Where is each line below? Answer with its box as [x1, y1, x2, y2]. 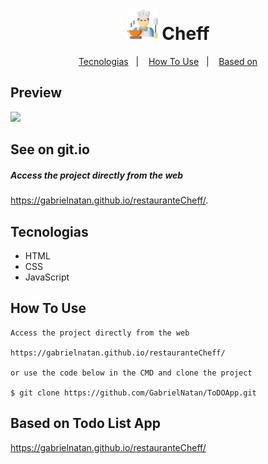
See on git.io [10, 141, 90, 158]
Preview [10, 84, 63, 102]
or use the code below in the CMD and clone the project [10, 368, 253, 378]
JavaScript [24, 271, 70, 283]
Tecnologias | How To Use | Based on [78, 55, 258, 67]
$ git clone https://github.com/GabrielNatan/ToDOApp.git [10, 388, 257, 398]
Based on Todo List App [10, 415, 161, 432]
